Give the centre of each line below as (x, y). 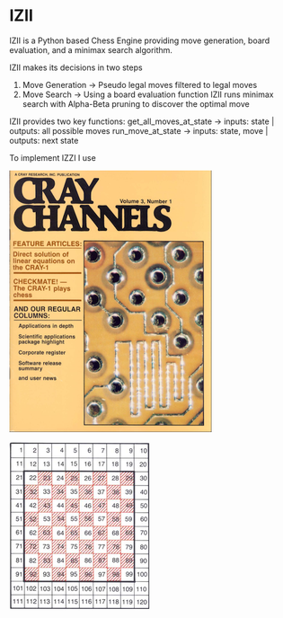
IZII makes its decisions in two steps (76, 67)
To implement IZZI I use (53, 157)
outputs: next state (44, 140)
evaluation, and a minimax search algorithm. (91, 49)
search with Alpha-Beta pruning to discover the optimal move (136, 103)
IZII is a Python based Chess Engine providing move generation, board (140, 40)
